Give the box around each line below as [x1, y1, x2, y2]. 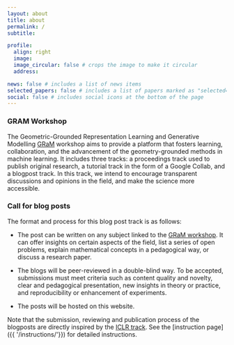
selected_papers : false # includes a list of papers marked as [7, 87, 195, 94]
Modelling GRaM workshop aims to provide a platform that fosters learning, [7, 140, 223, 148]
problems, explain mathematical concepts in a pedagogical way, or [17, 245, 210, 254]
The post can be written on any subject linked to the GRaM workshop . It [17, 230, 224, 239]
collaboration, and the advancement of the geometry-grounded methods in [7, 147, 223, 155]
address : [13, 67, 39, 75]
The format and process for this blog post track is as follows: [7, 217, 182, 225]
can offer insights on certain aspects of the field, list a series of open [17, 238, 215, 246]
